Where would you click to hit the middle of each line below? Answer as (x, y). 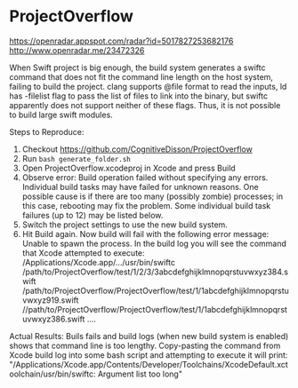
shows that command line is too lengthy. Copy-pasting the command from (145, 345)
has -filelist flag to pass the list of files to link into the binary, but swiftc (139, 96)
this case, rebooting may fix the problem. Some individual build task (146, 205)
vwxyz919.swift (50, 300)
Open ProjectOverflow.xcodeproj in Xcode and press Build (129, 168)
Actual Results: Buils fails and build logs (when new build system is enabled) (149, 336)
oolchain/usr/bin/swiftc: (52, 374)
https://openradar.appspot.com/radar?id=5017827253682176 (121, 41)
